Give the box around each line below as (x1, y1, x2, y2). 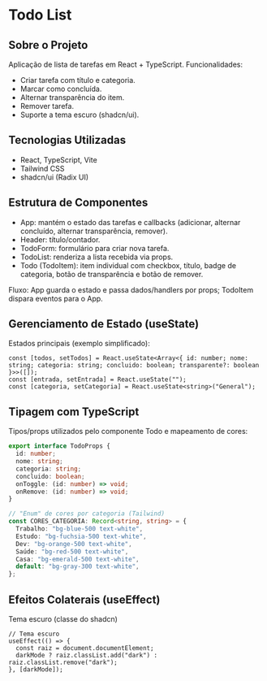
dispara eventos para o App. (8, 293, 103, 303)
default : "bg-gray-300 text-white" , (15, 562, 140, 570)
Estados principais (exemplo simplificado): (8, 339, 150, 349)
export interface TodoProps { (8, 442, 111, 450)
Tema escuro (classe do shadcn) (8, 614, 118, 623)
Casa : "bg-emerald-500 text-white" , (15, 555, 140, 563)
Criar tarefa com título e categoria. (19, 76, 136, 85)
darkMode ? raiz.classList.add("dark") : (15, 651, 158, 659)
